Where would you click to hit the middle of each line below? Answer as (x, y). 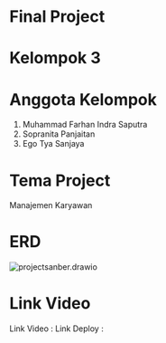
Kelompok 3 (55, 58)
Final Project (57, 17)
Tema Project (60, 181)
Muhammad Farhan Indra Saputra (85, 125)
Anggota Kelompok (83, 99)
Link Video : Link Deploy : (56, 329)
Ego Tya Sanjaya (53, 144)
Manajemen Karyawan (51, 205)
